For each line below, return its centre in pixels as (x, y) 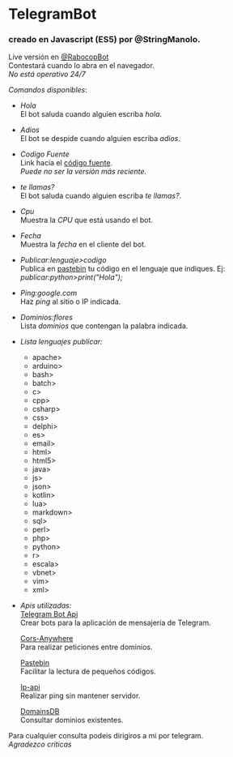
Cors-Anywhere (47, 639)
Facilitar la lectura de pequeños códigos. (88, 671)
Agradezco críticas (40, 744)
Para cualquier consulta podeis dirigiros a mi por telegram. (106, 736)
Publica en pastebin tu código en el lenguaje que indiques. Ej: (123, 269)
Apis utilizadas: (46, 605)
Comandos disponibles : (48, 90)
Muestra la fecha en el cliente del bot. (83, 245)
